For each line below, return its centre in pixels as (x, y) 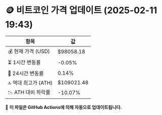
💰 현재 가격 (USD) (29, 51)
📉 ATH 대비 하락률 (29, 92)
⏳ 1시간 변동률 (24, 62)
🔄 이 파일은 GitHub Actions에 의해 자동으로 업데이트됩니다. (64, 107)
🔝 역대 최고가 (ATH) (30, 83)
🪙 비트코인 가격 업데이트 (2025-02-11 (81, 10)
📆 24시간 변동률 (26, 73)
